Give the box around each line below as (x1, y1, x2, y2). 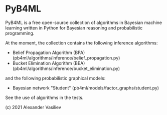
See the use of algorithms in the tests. (5, 94, 84, 100)
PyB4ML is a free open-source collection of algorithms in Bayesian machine (5, 19, 162, 25)
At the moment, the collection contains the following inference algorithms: (5, 39, 158, 45)
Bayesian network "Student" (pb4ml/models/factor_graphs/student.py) (12, 84, 159, 90)
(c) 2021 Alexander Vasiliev (5, 104, 62, 110)
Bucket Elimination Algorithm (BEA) (12, 60, 85, 66)
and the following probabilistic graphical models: (5, 75, 106, 81)
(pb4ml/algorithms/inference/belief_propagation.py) (12, 54, 120, 60)
